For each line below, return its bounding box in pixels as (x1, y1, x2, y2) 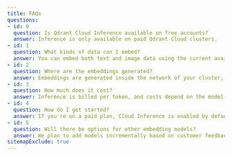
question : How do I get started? (13, 106, 110, 113)
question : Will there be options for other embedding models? (13, 126, 196, 133)
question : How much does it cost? (13, 87, 113, 94)
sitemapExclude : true (7, 139, 70, 146)
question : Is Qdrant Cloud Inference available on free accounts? (13, 29, 209, 37)
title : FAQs (7, 10, 41, 17)
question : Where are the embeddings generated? (13, 68, 153, 75)
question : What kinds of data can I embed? (13, 49, 140, 56)
